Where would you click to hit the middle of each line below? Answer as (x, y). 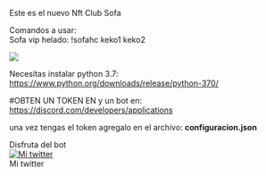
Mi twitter (27, 163)
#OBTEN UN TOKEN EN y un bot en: (76, 101)
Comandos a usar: (43, 30)
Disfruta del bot (38, 145)
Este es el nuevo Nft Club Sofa (66, 13)
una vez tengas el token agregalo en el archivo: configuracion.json (133, 127)
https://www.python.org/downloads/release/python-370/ (114, 83)
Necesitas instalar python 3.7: (64, 74)
